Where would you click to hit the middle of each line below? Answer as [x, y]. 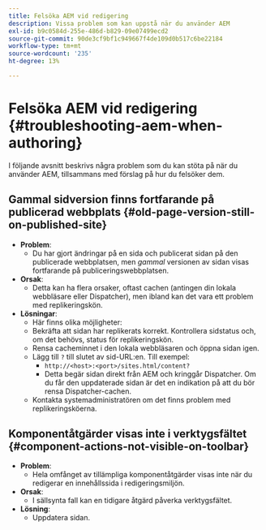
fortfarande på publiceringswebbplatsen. [100, 270]
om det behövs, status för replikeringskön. [103, 339]
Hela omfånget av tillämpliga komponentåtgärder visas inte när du [142, 475]
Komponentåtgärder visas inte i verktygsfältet [128, 434]
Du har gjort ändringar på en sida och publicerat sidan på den [135, 253]
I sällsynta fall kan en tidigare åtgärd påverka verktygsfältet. [132, 501]
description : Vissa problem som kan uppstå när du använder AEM [119, 24]
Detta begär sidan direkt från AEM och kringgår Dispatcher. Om [150, 373]
